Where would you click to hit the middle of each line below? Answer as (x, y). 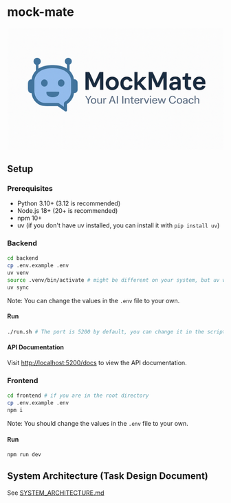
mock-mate (41, 12)
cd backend (23, 258)
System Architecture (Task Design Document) (108, 476)
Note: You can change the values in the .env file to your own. (93, 300)
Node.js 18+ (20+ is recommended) (67, 211)
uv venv (18, 273)
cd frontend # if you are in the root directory (78, 396)
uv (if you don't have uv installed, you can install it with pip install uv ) (118, 225)
